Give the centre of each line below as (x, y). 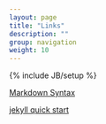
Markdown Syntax (42, 93)
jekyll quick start (39, 110)
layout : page (33, 17)
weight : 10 (29, 50)
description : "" (39, 34)
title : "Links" (37, 26)
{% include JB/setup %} (53, 75)
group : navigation (43, 42)
